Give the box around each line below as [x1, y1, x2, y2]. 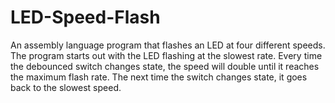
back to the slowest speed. [10, 81, 122, 93]
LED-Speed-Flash [10, 6, 161, 29]
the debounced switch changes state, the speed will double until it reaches [10, 60, 320, 72]
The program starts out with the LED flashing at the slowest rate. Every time [10, 49, 323, 61]
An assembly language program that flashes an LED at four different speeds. [10, 39, 326, 51]
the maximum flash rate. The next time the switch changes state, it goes [10, 71, 308, 83]
